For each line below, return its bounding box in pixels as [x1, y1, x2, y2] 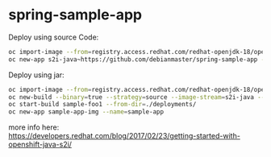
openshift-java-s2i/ [8, 139, 73, 150]
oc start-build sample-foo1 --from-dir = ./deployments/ [8, 101, 197, 109]
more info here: [8, 122, 60, 132]
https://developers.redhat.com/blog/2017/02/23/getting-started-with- [8, 131, 240, 141]
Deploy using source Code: [8, 32, 99, 42]
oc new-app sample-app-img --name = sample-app [8, 108, 164, 116]
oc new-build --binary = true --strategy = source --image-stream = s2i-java [8, 93, 254, 101]
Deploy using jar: [8, 70, 65, 80]
